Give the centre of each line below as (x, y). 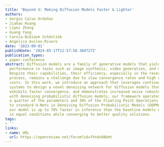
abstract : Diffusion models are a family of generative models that (76, 64)
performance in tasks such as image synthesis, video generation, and (83, 69)
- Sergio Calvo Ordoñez (29, 19)
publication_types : (25, 55)
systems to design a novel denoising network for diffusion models (80, 87)
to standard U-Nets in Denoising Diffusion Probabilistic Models (77, 105)
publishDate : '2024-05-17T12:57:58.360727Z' (51, 50)
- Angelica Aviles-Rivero (31, 42)
